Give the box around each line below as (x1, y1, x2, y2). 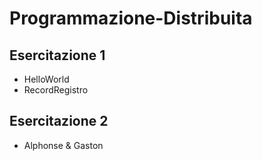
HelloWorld (23, 73, 70, 85)
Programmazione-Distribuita (9, 7, 253, 30)
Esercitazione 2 (9, 113, 109, 130)
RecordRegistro (23, 84, 89, 96)
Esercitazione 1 (9, 47, 106, 64)
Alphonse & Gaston (23, 139, 104, 151)
